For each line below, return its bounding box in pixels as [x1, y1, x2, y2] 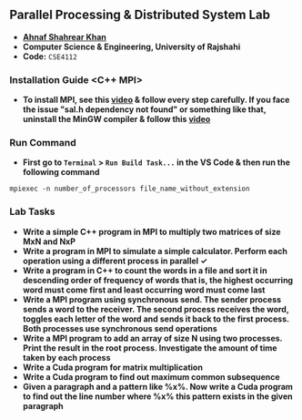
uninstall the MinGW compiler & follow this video [22, 114, 211, 125]
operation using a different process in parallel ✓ [22, 255, 207, 266]
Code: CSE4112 [22, 50, 77, 62]
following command [22, 167, 100, 178]
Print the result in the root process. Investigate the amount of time [22, 342, 277, 353]
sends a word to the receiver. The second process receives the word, [22, 303, 289, 314]
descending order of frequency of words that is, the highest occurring [22, 274, 294, 285]
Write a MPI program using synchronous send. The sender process [22, 293, 282, 304]
